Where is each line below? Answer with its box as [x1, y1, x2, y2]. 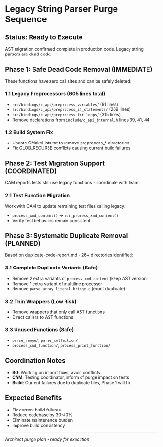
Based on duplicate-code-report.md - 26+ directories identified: [5, 252, 133, 258]
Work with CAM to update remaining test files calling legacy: [5, 203, 126, 209]
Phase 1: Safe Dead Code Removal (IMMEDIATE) [5, 65, 153, 73]
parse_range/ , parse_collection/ [12, 337, 78, 343]
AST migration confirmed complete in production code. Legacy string [5, 46, 144, 52]
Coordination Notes [5, 357, 65, 365]
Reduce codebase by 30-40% [12, 412, 73, 418]
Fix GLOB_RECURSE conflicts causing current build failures [12, 145, 130, 151]
